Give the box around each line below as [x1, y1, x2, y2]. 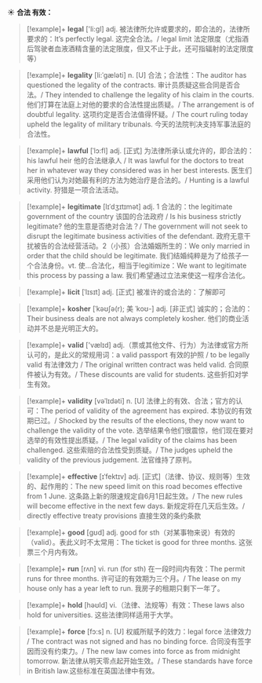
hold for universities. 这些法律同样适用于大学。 [26, 610, 177, 619]
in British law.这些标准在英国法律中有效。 [26, 667, 159, 675]
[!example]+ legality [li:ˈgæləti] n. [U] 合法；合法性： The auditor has [26, 71, 247, 79]
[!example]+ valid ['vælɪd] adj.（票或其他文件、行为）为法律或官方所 [26, 341, 249, 349]
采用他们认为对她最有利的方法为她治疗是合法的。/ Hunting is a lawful [26, 176, 249, 184]
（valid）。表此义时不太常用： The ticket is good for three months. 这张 [26, 538, 253, 546]
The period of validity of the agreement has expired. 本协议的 [40, 406, 238, 415]
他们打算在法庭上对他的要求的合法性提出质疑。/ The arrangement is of [26, 100, 255, 109]
